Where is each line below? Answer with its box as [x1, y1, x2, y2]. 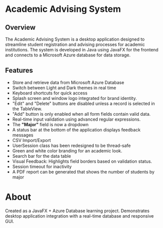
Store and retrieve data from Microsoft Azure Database [12, 79, 124, 85]
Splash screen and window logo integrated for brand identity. [12, 95, 137, 101]
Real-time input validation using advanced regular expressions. [12, 116, 141, 122]
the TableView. [12, 105, 42, 112]
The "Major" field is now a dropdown [12, 121, 89, 127]
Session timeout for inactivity [12, 163, 72, 169]
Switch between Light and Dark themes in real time [12, 85, 117, 91]
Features [5, 66, 33, 75]
